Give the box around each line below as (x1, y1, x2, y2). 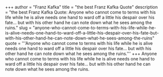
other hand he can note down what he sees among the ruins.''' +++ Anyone (5, 51, 157, 57)
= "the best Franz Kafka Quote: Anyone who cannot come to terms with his (5, 9, 156, 15)
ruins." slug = (5, 25, 32, 31)
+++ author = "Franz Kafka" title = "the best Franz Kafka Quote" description (5, 4, 158, 10)
